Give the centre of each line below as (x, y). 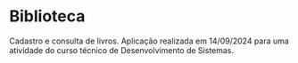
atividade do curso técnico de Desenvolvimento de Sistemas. (122, 50)
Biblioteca (47, 16)
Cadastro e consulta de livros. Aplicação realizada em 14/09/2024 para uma (149, 41)
